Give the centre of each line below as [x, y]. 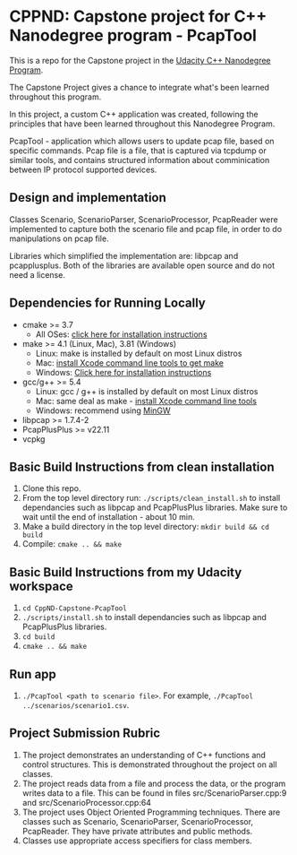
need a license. [37, 274]
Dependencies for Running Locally [107, 303]
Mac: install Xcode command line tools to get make [129, 363]
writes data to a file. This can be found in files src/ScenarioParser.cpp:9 [154, 793]
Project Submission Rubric [85, 734]
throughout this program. [55, 97]
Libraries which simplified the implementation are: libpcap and [124, 255]
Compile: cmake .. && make [72, 544]
